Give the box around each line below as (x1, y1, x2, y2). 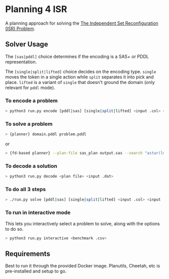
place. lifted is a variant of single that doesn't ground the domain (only (5, 79, 155, 85)
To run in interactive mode (5, 209, 71, 216)
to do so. (5, 226, 24, 232)
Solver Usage (5, 40, 48, 49)
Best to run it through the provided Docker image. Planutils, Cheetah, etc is (5, 263, 160, 269)
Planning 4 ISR (5, 4, 67, 15)
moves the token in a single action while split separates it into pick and (5, 74, 154, 80)
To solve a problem (5, 120, 53, 127)
